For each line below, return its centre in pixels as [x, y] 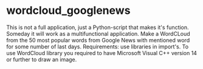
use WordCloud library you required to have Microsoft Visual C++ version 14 [102, 53]
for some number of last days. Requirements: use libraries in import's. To [98, 47]
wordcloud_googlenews [68, 11]
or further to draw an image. [42, 59]
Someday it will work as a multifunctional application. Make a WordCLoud [98, 33]
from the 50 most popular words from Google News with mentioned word [98, 40]
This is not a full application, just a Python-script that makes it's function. [98, 27]
